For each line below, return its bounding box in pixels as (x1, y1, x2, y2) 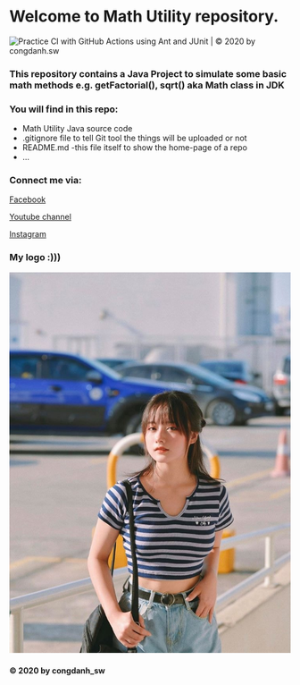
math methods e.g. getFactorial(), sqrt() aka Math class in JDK (9, 79, 286, 91)
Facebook (9, 194, 46, 205)
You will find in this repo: (9, 103, 119, 115)
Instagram (9, 229, 46, 240)
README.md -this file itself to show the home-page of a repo (21, 142, 248, 153)
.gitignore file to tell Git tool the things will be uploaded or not (21, 132, 247, 144)
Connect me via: (9, 174, 82, 187)
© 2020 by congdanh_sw (9, 664, 105, 676)
